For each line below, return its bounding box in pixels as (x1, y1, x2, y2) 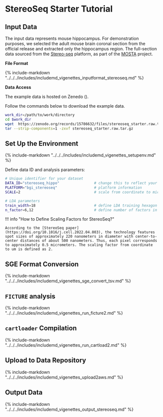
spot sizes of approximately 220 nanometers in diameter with (5, 234, 133, 239)
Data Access (5, 84, 32, 90)
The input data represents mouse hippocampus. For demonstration (5, 35, 139, 41)
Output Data (5, 388, 43, 397)
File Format (5, 61, 28, 66)
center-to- (135, 234, 158, 239)
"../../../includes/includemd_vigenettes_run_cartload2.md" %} (5, 342, 127, 348)
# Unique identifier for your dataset (5, 176, 83, 181)
